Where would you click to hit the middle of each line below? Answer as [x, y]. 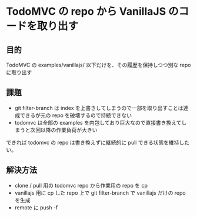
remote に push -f [36, 207]
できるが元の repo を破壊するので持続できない [76, 115]
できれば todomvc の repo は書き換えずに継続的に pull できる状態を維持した [98, 142]
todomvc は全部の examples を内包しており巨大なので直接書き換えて [98, 122]
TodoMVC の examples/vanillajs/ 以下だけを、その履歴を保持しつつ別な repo [98, 65]
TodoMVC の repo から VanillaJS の [93, 11]
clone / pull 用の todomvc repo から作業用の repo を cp [81, 185]
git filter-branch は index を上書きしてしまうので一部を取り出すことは [99, 108]
